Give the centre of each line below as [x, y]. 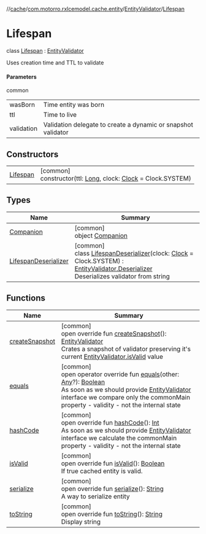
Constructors [32, 154]
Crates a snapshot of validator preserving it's [126, 348]
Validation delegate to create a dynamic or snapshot [118, 125]
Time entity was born [74, 105]
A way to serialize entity [95, 496]
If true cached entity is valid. [102, 471]
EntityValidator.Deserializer [113, 269]
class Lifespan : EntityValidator [45, 50]
